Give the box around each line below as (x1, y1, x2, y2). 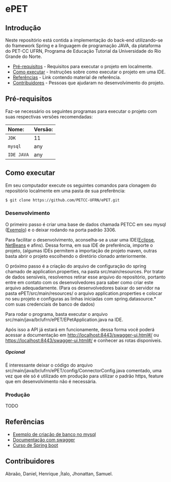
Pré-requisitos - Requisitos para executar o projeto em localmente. (12, 64, 153, 69)
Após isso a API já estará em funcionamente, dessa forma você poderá (5, 326, 155, 332)
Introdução (5, 24, 41, 32)
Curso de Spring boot (12, 442, 59, 448)
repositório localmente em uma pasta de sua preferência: (5, 188, 126, 194)
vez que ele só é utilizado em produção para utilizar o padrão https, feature (5, 373, 164, 379)
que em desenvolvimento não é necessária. (5, 378, 97, 385)
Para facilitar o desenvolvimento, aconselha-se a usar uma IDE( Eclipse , (5, 236, 155, 243)
